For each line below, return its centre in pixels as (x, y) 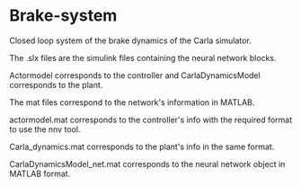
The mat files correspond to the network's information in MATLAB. (132, 102)
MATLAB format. (40, 173)
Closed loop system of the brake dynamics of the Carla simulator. (130, 40)
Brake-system (63, 16)
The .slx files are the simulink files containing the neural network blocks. (143, 58)
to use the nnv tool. (45, 129)
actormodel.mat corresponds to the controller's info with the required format (151, 120)
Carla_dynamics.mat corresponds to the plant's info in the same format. (142, 146)
